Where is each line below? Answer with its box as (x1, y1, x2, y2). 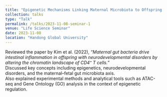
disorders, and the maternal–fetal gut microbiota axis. (5, 70, 115, 76)
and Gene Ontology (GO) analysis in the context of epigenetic (14, 80, 141, 86)
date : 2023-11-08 (5, 30, 41, 35)
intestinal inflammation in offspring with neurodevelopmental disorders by (5, 54, 157, 60)
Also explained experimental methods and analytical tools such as (5, 75, 141, 81)
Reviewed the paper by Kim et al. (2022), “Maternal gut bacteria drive (5, 48, 149, 55)
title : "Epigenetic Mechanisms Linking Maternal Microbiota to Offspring (5, 7, 162, 12)
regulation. (5, 86, 27, 92)
